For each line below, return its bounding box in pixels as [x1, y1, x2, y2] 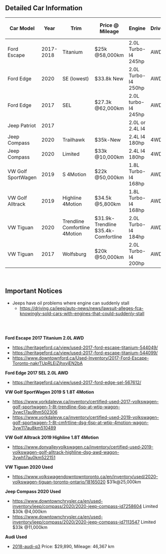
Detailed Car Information [5, 4, 83, 12]
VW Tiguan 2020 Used [5, 464, 53, 470]
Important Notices [5, 287, 63, 296]
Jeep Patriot [7, 122, 36, 129]
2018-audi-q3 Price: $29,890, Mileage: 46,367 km [12, 543, 115, 549]
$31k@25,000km [106, 479, 141, 485]
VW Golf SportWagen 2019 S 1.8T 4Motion [5, 389, 94, 395]
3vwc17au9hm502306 [12, 409, 58, 415]
